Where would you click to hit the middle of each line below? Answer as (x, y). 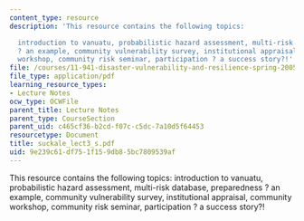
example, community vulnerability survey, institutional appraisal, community (151, 197)
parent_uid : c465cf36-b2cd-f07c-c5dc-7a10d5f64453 (107, 127)
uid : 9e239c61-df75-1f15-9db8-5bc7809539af (93, 152)
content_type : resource (54, 18)
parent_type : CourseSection (62, 119)
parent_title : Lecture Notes (64, 110)
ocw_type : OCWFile (44, 101)
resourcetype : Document (54, 135)
